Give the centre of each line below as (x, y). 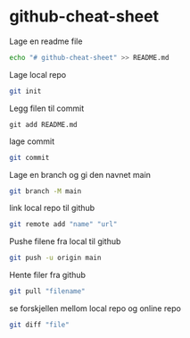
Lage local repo (38, 74)
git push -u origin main (55, 258)
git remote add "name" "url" (63, 224)
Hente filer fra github (48, 275)
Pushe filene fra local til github (65, 241)
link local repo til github (52, 208)
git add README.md (43, 124)
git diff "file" (39, 325)
